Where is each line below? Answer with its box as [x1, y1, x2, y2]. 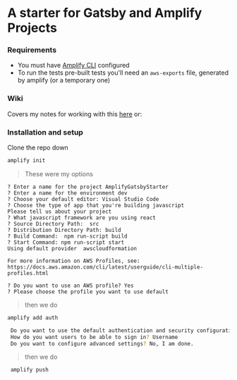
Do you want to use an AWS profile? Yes [13, 282, 134, 289]
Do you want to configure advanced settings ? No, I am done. [10, 340, 194, 347]
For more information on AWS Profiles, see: [7, 257, 140, 264]
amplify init [7, 157, 46, 164]
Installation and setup [7, 127, 83, 137]
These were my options [24, 169, 94, 178]
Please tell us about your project [7, 208, 112, 215]
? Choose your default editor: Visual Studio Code [7, 195, 159, 202]
